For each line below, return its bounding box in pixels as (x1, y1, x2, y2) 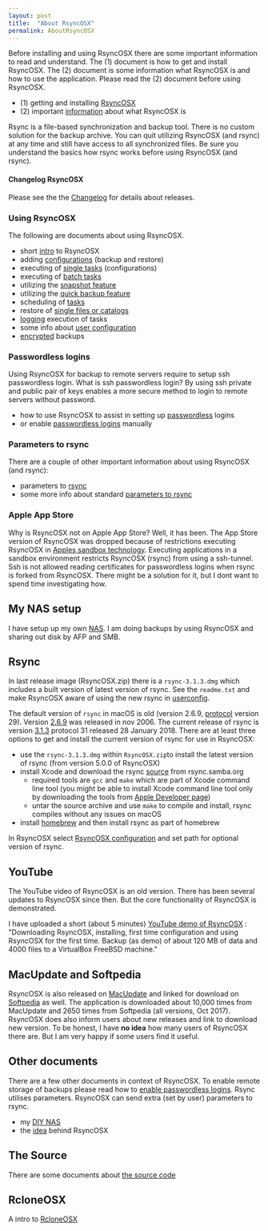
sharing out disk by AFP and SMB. (8, 632, 121, 642)
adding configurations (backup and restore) (19, 254, 164, 264)
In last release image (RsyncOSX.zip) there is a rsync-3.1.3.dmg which (8, 676, 240, 686)
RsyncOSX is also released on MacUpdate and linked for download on (8, 989, 239, 999)
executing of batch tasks (19, 272, 102, 281)
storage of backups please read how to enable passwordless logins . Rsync (8, 1084, 256, 1094)
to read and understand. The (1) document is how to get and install (8, 57, 228, 66)
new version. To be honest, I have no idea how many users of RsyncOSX (8, 1023, 248, 1033)
